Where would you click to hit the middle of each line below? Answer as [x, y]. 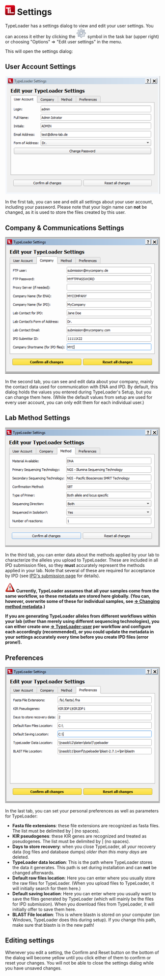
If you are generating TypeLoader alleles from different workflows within [81, 616]
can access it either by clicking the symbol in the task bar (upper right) [82, 36]
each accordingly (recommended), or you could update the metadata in [80, 632]
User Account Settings [41, 67]
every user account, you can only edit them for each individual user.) [75, 402]
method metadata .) [25, 607]
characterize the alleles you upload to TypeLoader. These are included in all [82, 560]
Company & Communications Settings [65, 228]
